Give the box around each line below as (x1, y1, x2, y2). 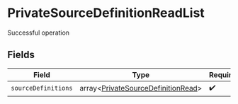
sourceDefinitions (11, 84, 73, 93)
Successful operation (7, 28, 69, 37)
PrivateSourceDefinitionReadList (7, 5, 205, 21)
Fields (7, 49, 35, 61)
